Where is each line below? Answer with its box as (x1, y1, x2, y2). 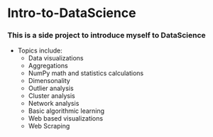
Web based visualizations (28, 114, 104, 123)
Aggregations (28, 62, 69, 70)
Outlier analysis (28, 84, 74, 93)
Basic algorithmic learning (28, 106, 105, 115)
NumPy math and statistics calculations (28, 69, 144, 77)
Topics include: (17, 46, 62, 55)
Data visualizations (28, 54, 84, 62)
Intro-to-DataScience (7, 5, 136, 21)
